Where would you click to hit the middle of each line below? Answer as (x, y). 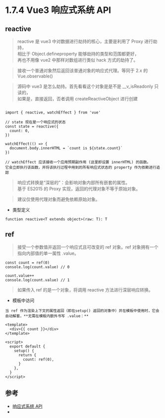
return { (27, 355)
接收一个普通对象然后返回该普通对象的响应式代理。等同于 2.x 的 (82, 70)
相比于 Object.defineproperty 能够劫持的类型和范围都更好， (78, 54)
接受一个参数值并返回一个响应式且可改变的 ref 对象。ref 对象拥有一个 (88, 247)
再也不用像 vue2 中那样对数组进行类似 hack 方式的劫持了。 (78, 60)
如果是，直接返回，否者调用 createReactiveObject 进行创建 (77, 99)
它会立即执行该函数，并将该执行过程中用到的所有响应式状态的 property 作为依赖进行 (81, 167)
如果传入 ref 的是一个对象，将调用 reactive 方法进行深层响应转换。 (85, 290)
